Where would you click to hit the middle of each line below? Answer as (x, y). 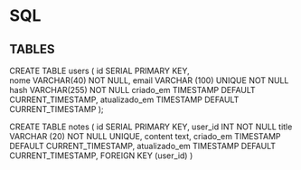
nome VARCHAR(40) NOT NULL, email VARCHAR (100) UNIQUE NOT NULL (149, 80)
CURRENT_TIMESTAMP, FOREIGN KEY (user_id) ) (101, 156)
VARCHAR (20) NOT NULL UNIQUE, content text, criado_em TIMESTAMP (145, 136)
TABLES (33, 49)
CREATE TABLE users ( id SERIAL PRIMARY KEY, (99, 71)
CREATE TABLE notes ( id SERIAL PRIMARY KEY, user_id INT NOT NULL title (151, 127)
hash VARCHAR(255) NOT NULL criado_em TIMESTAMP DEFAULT (132, 90)
